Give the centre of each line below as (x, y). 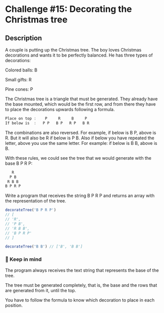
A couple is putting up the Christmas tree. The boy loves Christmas (73, 50)
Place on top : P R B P (46, 119)
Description (23, 38)
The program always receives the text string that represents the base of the (82, 270)
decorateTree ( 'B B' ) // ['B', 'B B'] (44, 247)
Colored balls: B (21, 70)
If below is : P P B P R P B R (47, 123)
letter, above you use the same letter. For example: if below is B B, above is (81, 143)
